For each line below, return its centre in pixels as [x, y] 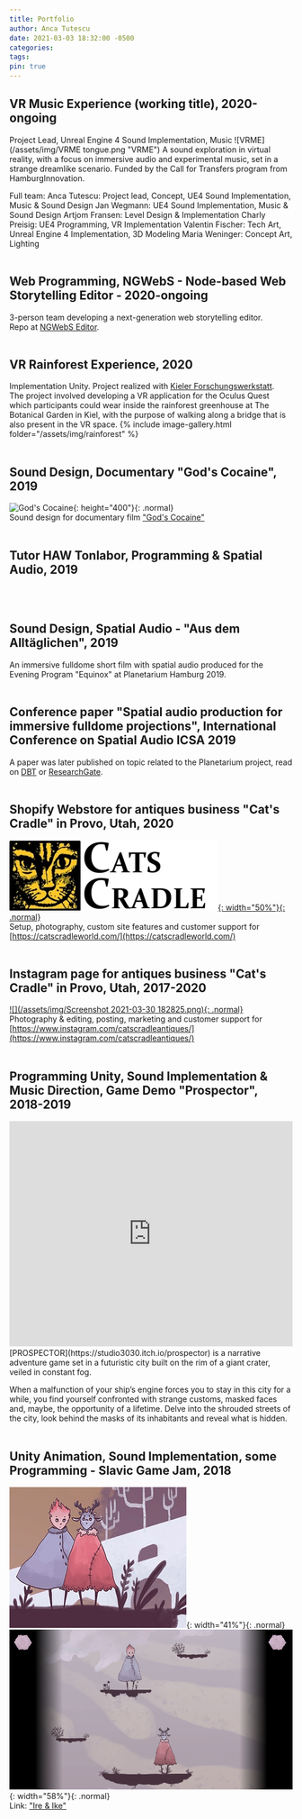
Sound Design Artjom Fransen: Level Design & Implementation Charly [138, 214]
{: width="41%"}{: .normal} [236, 1624]
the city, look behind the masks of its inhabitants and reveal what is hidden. [148, 1418]
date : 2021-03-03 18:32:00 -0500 [72, 38]
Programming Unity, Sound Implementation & [138, 1076]
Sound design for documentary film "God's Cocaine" [107, 517]
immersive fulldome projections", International [143, 727]
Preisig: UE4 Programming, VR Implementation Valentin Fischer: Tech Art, [145, 224]
